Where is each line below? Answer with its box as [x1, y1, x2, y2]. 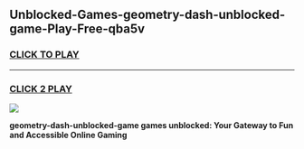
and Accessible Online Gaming [9, 129, 128, 140]
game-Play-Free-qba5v [9, 22, 146, 37]
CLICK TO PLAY [9, 49, 80, 61]
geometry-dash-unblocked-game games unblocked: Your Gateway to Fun [9, 119, 294, 130]
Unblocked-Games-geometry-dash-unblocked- [9, 7, 286, 23]
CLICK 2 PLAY [9, 82, 72, 95]
